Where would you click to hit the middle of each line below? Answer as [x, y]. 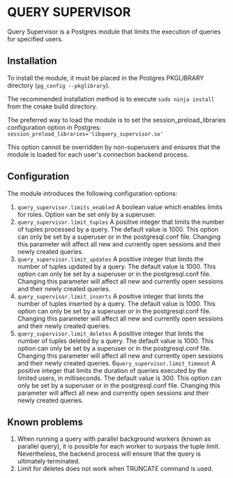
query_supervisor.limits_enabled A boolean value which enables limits [120, 206]
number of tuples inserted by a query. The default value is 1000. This [116, 303]
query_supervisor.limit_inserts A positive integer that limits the [111, 296]
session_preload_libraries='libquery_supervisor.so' [85, 134]
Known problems [45, 422]
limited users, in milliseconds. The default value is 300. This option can [119, 378]
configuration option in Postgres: [54, 127]
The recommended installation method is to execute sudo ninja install [111, 99]
